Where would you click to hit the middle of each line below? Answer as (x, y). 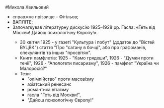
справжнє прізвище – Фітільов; (45, 17)
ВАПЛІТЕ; (23, 22)
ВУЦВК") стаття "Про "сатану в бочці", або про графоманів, (83, 47)
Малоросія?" (33, 68)
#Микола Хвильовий (27, 7)
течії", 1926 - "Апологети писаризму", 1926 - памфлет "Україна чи (89, 63)
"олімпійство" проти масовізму (61, 79)
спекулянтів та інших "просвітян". (56, 53)
